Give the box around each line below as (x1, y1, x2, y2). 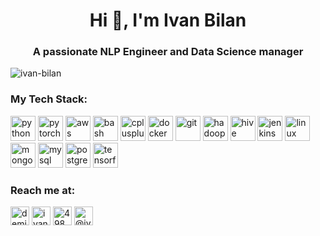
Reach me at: (10, 183, 76, 197)
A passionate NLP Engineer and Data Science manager (32, 45, 304, 59)
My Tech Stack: (10, 92, 88, 106)
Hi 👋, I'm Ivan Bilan (89, 9, 247, 32)
